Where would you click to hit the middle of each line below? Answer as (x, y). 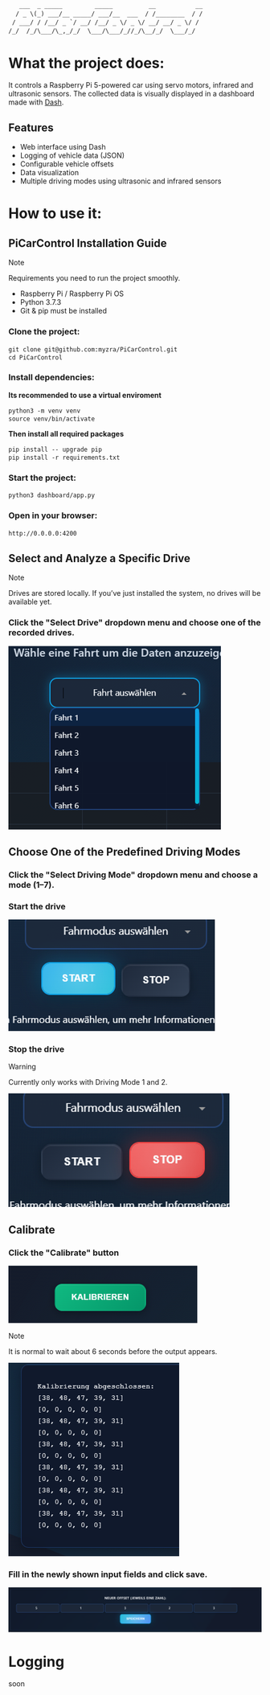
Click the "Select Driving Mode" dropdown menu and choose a (133, 875)
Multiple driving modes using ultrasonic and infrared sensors (121, 181)
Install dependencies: (51, 377)
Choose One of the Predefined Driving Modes (125, 852)
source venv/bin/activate (51, 419)
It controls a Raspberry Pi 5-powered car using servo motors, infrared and (131, 85)
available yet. (30, 602)
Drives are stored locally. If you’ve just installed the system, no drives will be (135, 593)
